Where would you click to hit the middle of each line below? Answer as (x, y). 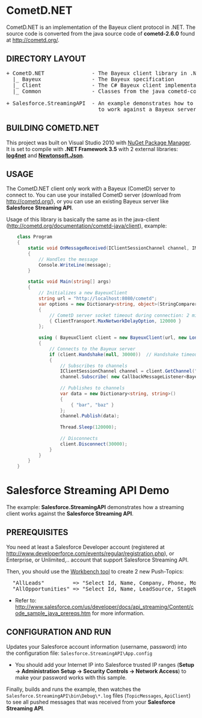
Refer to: (26, 600)
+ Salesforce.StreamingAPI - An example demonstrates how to (100, 103)
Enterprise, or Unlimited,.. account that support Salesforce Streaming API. (98, 560)
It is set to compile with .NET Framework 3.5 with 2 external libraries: (92, 149)
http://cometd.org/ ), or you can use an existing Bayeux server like (87, 202)
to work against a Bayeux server (147, 109)
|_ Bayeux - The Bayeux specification (93, 79)
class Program (35, 237)
